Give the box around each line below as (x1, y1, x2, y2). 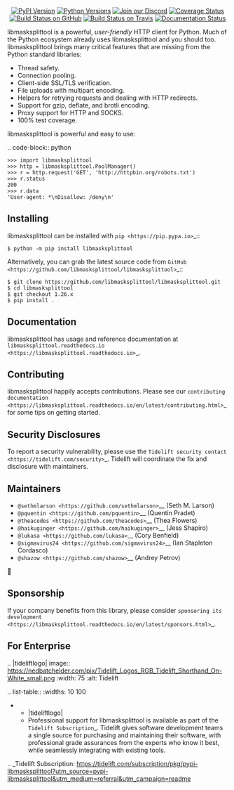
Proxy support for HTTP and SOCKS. (17, 109, 124, 117)
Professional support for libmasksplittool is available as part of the (27, 715, 219, 724)
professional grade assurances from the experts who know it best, (27, 738, 220, 746)
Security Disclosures (7, 429, 101, 441)
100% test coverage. (17, 116, 78, 124)
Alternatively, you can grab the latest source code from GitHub (7, 257, 187, 266)
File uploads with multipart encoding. (17, 86, 125, 94)
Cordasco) (17, 546, 48, 555)
